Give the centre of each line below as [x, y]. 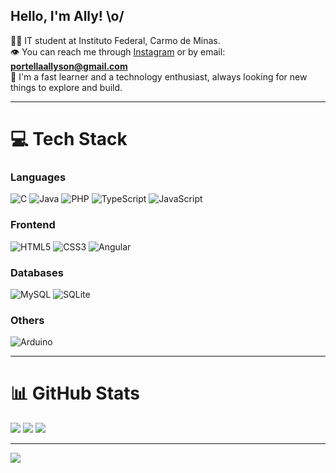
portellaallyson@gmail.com [69, 66]
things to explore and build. [66, 87]
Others [27, 320]
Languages [38, 177]
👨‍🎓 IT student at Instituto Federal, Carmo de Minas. [115, 40]
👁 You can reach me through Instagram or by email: [118, 51]
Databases [37, 272]
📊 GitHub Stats [75, 393]
